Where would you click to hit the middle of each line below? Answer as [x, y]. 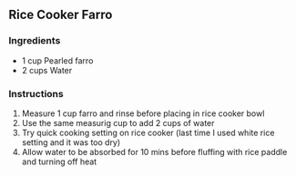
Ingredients [35, 41]
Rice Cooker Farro [61, 15]
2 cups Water [47, 70]
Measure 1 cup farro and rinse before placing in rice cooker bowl [143, 113]
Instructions [36, 93]
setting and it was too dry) [71, 142]
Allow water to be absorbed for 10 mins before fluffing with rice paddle [154, 152]
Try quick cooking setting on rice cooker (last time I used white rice [148, 132]
